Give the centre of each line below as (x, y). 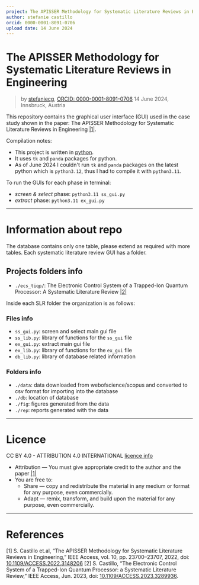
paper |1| (25, 474)
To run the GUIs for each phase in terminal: (59, 183)
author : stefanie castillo (39, 17)
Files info (20, 319)
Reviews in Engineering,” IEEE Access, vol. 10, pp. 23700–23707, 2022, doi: (98, 557)
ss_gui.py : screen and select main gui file (65, 332)
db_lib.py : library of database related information (75, 356)
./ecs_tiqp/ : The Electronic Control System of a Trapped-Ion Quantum (101, 285)
